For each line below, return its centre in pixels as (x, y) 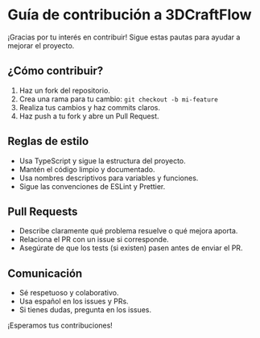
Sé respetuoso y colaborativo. (69, 293)
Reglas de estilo (48, 141)
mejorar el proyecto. (41, 45)
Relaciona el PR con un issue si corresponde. (94, 240)
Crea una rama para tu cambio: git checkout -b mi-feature (118, 99)
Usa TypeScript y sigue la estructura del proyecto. (102, 161)
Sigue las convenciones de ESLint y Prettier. (92, 186)
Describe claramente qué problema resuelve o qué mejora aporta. (128, 231)
